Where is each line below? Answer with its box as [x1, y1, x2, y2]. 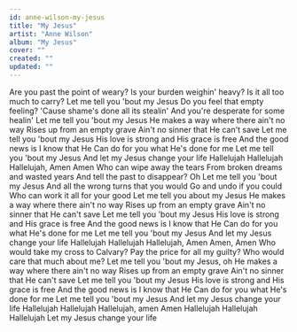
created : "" [9, 54, 53, 63]
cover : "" [9, 46, 46, 55]
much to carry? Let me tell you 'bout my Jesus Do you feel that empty [9, 96, 264, 106]
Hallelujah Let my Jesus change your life [9, 312, 158, 323]
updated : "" [9, 63, 53, 72]
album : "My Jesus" [9, 37, 77, 47]
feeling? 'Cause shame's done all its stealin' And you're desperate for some [9, 105, 285, 116]
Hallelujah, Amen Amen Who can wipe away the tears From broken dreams [9, 161, 283, 173]
